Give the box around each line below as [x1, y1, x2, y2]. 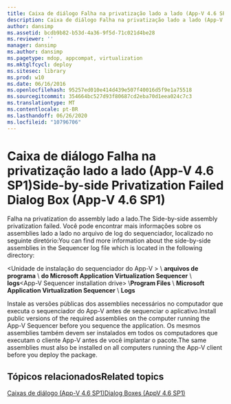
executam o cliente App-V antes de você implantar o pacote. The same [7, 336, 207, 344]
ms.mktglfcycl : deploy [7, 61, 72, 68]
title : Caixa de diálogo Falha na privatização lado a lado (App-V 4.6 [7, 10, 217, 17]
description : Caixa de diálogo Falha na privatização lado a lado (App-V [7, 16, 223, 23]
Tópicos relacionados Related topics [7, 370, 164, 382]
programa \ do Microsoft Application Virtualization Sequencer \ [7, 272, 192, 280]
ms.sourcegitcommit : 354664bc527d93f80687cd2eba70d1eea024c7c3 [7, 93, 192, 100]
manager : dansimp [7, 42, 57, 49]
